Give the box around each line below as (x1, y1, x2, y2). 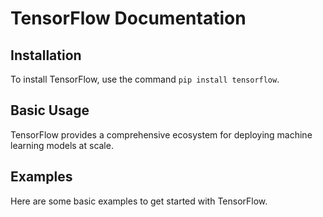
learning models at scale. (10, 139, 114, 151)
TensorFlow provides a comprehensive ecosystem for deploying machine (10, 128, 313, 141)
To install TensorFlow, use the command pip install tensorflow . (10, 73, 280, 85)
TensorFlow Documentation (10, 7, 247, 30)
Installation (10, 47, 82, 64)
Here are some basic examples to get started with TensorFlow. (10, 195, 268, 207)
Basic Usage (10, 102, 90, 119)
